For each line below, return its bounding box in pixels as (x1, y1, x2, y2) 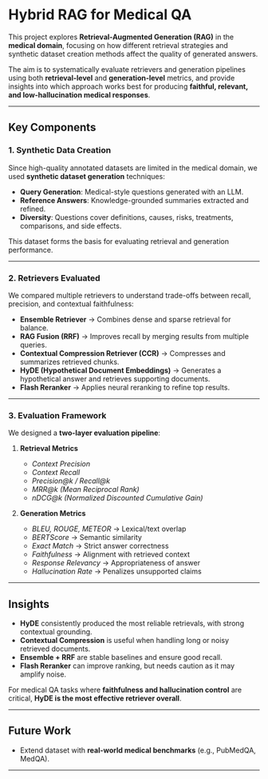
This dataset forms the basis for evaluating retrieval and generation (8, 236, 230, 246)
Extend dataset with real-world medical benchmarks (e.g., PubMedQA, (19, 745, 257, 755)
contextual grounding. (19, 627, 93, 637)
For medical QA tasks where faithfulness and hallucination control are (8, 685, 242, 695)
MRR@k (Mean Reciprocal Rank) (31, 485, 140, 494)
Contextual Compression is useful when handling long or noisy (19, 636, 230, 645)
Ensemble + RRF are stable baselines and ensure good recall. (19, 653, 223, 662)
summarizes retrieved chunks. (19, 357, 120, 366)
